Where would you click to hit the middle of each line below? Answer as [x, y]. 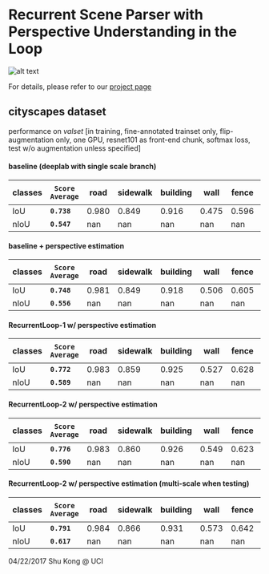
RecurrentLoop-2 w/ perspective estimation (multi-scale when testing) [129, 483]
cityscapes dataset [57, 112]
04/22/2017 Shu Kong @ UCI [56, 561]
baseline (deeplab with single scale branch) [82, 167]
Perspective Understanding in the [123, 32]
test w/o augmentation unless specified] [75, 148]
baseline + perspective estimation [66, 245]
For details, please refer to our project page [80, 87]
